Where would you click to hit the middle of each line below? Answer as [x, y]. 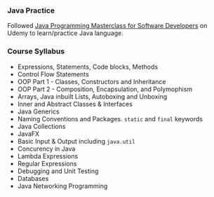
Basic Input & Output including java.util [76, 141]
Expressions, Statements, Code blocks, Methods [88, 67]
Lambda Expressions [48, 156]
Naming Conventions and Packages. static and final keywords [110, 118]
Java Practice [31, 11]
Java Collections [41, 126]
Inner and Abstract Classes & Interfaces [75, 104]
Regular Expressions [47, 163]
